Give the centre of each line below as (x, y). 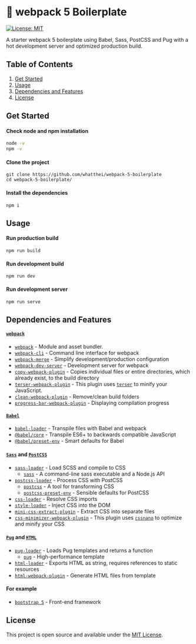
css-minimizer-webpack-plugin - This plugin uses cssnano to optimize (98, 517)
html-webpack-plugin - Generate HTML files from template (85, 575)
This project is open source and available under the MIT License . (85, 635)
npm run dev (21, 276)
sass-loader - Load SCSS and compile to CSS (70, 467)
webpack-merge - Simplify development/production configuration (92, 359)
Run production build (32, 238)
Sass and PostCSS (27, 454)
